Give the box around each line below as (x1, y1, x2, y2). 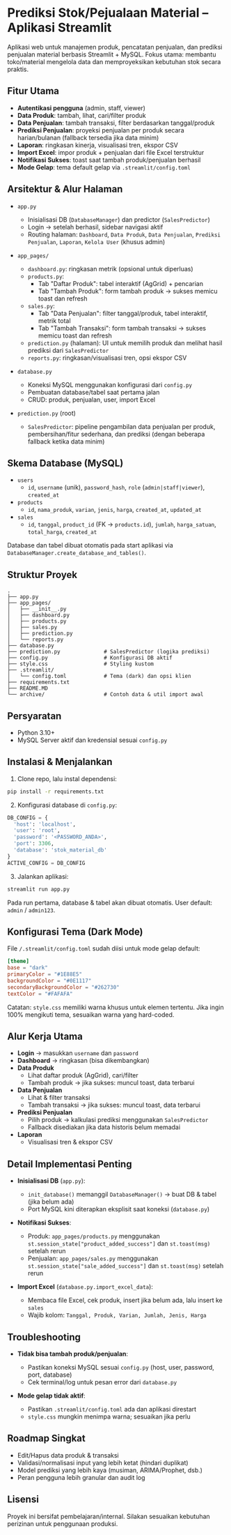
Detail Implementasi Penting (7, 1158, 132, 1170)
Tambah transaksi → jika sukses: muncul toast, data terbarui (27, 1101, 200, 1110)
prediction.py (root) (17, 409, 77, 417)
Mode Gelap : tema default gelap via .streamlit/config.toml (17, 162, 191, 172)
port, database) (27, 1370, 72, 1379)
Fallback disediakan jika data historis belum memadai (27, 1123, 181, 1131)
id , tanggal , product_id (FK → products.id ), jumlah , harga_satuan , (27, 520, 217, 529)
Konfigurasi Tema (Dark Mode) (7, 925, 144, 937)
